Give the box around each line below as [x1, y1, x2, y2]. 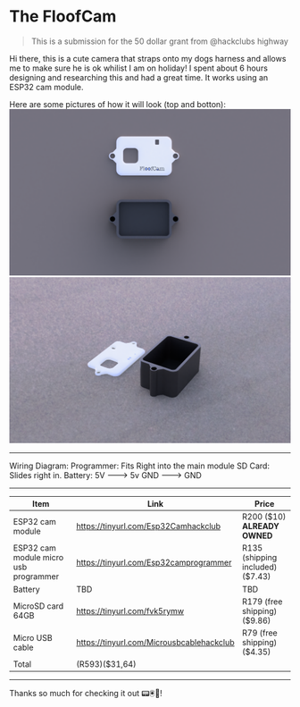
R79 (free [242, 627, 279, 638]
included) [242, 561, 278, 573]
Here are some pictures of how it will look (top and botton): [9, 98, 226, 109]
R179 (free [242, 596, 283, 607]
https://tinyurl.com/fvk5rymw [75, 605, 185, 616]
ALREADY [242, 521, 279, 532]
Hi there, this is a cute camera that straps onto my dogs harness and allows [9, 53, 287, 63]
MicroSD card [12, 601, 64, 611]
